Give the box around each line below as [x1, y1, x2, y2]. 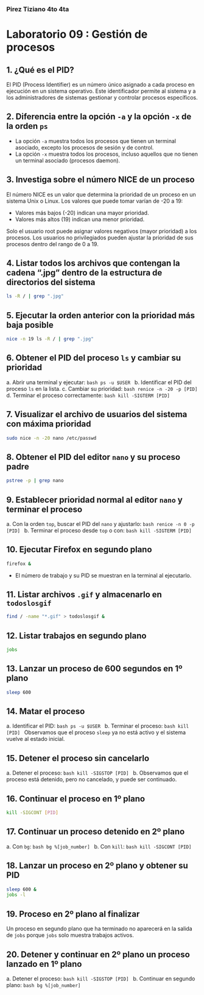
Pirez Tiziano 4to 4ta [6, 5, 69, 13]
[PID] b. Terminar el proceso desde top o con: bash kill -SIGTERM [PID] [6, 527, 192, 534]
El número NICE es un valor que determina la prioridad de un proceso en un [6, 191, 196, 198]
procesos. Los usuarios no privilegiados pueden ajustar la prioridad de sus [6, 234, 194, 241]
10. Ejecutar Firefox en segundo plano [6, 544, 152, 555]
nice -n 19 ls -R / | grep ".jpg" [6, 336, 94, 342]
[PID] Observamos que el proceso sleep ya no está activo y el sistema [6, 729, 186, 736]
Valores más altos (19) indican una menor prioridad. [15, 216, 145, 223]
